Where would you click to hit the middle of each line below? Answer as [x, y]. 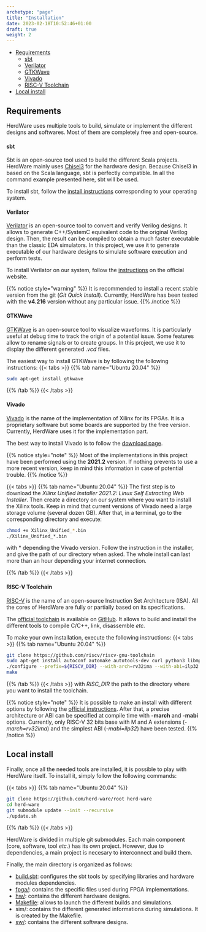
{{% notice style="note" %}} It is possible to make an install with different [99, 703]
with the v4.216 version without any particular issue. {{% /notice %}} [93, 302]
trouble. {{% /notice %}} [37, 474]
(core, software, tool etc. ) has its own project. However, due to [85, 846]
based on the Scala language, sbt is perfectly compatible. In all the [90, 173]
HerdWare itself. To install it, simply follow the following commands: [91, 775]
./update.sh [21, 816]
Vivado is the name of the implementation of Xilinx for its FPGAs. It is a [95, 418]
